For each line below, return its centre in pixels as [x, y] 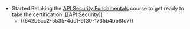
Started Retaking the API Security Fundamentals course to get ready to [98, 8]
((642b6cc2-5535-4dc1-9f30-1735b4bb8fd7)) [77, 21]
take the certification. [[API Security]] [57, 14]
